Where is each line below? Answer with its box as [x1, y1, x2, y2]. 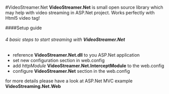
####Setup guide [5, 25, 42, 31]
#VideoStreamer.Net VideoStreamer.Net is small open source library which [5, 5, 163, 10]
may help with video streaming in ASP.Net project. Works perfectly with [5, 10, 155, 16]
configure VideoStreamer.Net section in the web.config [12, 68, 130, 74]
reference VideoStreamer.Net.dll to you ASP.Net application [12, 52, 140, 58]
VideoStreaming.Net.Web [5, 83, 61, 89]
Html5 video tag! [5, 15, 40, 21]
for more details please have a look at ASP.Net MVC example [5, 78, 133, 84]
